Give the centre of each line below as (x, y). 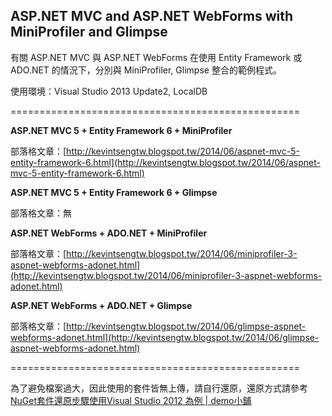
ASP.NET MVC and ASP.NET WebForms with (151, 16)
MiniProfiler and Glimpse (89, 32)
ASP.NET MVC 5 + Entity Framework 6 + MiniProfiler (121, 130)
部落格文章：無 (41, 213)
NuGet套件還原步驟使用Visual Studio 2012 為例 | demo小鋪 (131, 400)
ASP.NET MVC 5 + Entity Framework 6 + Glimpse (114, 192)
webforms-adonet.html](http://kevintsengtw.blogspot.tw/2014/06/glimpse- (165, 337)
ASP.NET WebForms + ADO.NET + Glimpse (101, 305)
